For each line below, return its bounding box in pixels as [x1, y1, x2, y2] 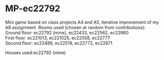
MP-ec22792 [5, 3, 61, 14]
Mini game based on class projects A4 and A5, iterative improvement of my [5, 19, 159, 25]
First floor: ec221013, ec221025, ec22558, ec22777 [5, 35, 110, 41]
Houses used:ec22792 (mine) [5, 50, 66, 56]
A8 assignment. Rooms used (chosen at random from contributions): [5, 24, 146, 30]
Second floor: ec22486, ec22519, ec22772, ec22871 [5, 40, 113, 46]
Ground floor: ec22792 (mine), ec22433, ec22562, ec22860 [5, 30, 129, 35]
